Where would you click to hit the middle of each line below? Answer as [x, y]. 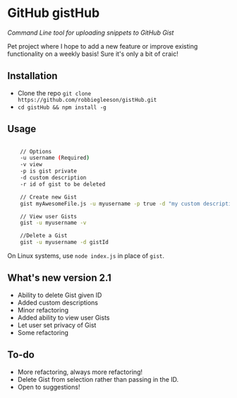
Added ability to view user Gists [63, 317]
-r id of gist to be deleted [63, 184]
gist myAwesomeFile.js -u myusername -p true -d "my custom [110, 204]
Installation [32, 76]
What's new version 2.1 [59, 278]
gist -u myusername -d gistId [65, 242]
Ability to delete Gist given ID [60, 295]
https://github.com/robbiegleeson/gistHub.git [87, 100]
